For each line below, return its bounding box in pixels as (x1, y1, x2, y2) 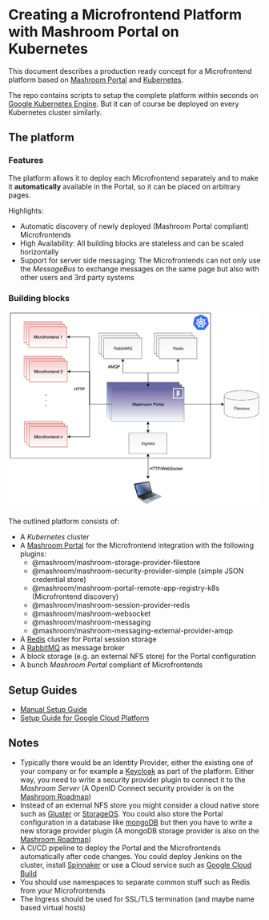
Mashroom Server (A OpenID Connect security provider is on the (19, 783, 235, 792)
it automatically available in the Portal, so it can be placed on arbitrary (8, 181, 241, 191)
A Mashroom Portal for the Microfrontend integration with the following (19, 540, 255, 551)
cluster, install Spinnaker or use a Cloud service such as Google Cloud (19, 860, 252, 869)
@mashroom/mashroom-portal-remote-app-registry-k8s (31, 584, 220, 593)
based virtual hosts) (19, 902, 86, 912)
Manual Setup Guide (19, 704, 88, 714)
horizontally (19, 246, 59, 256)
